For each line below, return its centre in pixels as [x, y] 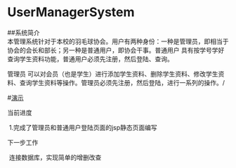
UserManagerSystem [71, 12]
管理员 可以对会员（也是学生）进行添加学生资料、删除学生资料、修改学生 [113, 74]
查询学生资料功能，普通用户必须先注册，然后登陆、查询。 [90, 59]
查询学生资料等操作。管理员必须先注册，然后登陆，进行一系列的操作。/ [122, 82]
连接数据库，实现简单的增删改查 [55, 157]
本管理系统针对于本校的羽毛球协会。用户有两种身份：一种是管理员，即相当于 [118, 41]
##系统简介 [24, 32]
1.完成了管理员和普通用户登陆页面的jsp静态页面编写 [83, 127]
